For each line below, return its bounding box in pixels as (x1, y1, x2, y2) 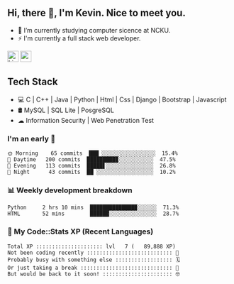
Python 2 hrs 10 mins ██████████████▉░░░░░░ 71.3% (7, 204, 179, 212)
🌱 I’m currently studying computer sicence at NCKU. (17, 26, 171, 34)
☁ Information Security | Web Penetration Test (17, 116, 155, 124)
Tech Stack (7, 76, 58, 88)
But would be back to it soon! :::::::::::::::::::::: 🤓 (7, 271, 180, 278)
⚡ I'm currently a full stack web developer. (17, 33, 141, 43)
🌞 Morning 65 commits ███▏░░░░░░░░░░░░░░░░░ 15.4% (7, 150, 179, 157)
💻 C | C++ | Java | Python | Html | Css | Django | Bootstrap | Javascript (17, 95, 227, 104)
